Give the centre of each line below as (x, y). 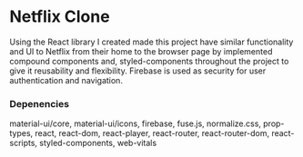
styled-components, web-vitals (98, 143)
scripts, (24, 143)
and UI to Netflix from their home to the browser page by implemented (141, 51)
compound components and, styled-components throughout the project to (149, 61)
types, (21, 133)
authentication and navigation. (66, 80)
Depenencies (40, 103)
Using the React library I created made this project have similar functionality (151, 42)
